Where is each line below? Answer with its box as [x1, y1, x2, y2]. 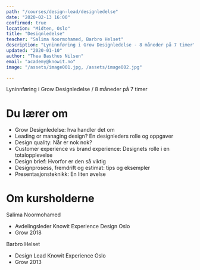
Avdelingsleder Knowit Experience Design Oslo [14, 223, 130, 230]
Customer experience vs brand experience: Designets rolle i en [14, 145, 170, 153]
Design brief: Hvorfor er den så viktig [14, 158, 106, 165]
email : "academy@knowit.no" [6, 58, 76, 64]
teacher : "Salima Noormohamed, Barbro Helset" [6, 36, 124, 42]
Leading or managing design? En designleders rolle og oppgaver [14, 132, 174, 140]
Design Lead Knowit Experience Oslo [14, 252, 106, 259]
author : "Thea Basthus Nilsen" [6, 53, 84, 59]
